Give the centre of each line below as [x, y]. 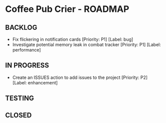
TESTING [20, 98]
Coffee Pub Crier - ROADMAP [67, 9]
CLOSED [18, 115]
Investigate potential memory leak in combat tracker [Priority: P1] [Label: [86, 45]
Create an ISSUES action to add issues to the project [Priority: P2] [80, 77]
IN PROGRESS [27, 65]
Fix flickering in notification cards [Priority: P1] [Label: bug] [73, 39]
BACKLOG [21, 28]
